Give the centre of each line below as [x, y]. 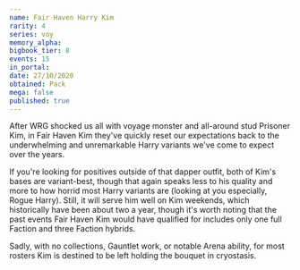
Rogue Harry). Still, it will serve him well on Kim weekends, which [129, 200]
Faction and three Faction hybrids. [73, 229]
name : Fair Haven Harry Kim [62, 17]
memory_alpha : [36, 42]
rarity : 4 [28, 26]
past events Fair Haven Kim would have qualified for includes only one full [146, 219]
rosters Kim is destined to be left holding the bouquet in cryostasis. [133, 256]
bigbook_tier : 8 [39, 51]
